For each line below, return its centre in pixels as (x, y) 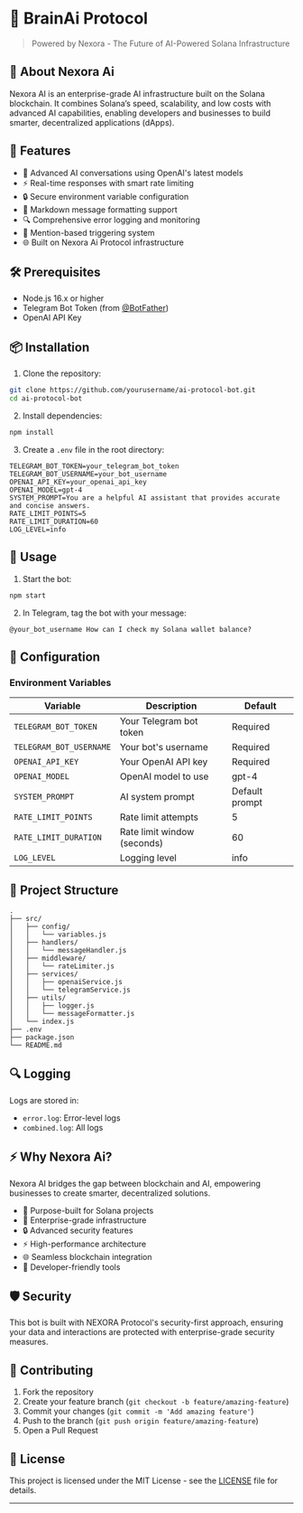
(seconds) (142, 843)
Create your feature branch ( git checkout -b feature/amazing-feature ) (156, 1402)
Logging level (148, 858)
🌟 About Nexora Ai (62, 72)
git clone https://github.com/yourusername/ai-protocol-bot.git (133, 390)
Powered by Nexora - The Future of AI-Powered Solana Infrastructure (161, 43)
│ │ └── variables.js (58, 935)
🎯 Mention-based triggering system (88, 232)
